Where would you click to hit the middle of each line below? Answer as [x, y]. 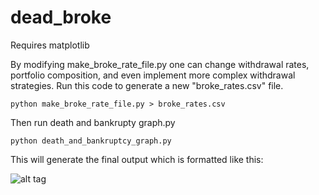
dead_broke [61, 17]
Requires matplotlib [50, 45]
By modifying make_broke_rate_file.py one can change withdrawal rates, [160, 64]
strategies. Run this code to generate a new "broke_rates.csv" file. [147, 85]
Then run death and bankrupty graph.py [93, 122]
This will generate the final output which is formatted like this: [137, 159]
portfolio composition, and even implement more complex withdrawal [153, 75]
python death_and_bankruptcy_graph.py [91, 141]
